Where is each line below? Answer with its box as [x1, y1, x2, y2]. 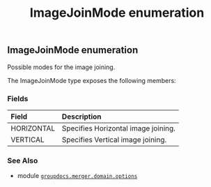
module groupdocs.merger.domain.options [17, 172, 138, 180]
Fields [7, 93, 29, 103]
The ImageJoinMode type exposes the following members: [7, 76, 176, 84]
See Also [7, 156, 38, 165]
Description [61, 112, 102, 121]
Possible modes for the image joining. [7, 63, 116, 71]
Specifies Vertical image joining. [61, 135, 167, 144]
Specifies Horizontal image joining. [61, 124, 176, 133]
